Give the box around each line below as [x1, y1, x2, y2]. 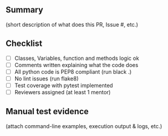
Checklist [5, 39, 43, 49]
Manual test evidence [5, 106, 89, 117]
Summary [5, 5, 44, 15]
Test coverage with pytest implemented [14, 82, 113, 89]
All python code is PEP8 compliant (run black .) [14, 68, 132, 75]
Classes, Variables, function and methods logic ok [14, 54, 140, 62]
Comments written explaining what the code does [14, 61, 138, 68]
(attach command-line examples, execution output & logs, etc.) [5, 122, 163, 129]
